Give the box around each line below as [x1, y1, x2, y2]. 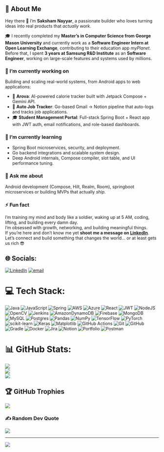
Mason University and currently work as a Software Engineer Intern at [5, 40, 149, 45]
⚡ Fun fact [5, 201, 30, 208]
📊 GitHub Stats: [5, 344, 72, 355]
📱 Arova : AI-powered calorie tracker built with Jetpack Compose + [12, 93, 147, 99]
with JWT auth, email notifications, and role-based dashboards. [12, 122, 141, 128]
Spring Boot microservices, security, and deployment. [12, 145, 121, 151]
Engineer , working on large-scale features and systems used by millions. [5, 55, 152, 61]
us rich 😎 [5, 240, 25, 246]
